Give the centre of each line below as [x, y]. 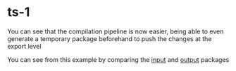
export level [24, 46]
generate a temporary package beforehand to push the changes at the [110, 38]
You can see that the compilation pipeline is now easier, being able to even [116, 31]
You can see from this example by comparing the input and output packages [118, 59]
